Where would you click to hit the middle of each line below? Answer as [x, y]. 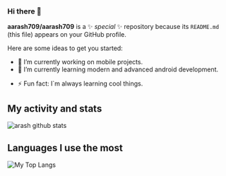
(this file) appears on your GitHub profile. [67, 35]
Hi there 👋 [25, 11]
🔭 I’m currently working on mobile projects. [80, 62]
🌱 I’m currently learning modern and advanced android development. [118, 69]
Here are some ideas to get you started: [65, 48]
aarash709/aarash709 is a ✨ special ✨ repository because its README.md [113, 27]
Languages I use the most [65, 148]
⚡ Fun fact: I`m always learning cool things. [80, 83]
